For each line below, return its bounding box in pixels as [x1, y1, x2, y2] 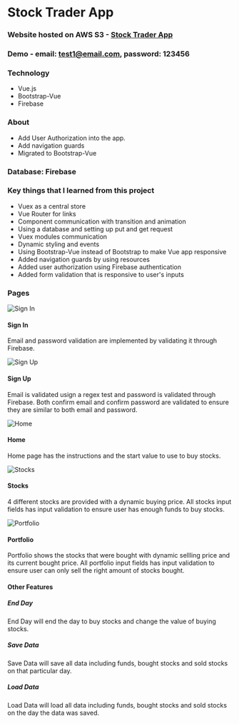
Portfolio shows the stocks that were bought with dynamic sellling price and [7, 551, 230, 560]
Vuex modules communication [17, 232, 108, 241]
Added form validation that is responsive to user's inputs [17, 270, 184, 278]
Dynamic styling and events [17, 240, 100, 248]
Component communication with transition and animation [17, 217, 187, 226]
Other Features [7, 583, 54, 591]
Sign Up [7, 374, 31, 383]
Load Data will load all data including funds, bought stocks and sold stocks [7, 700, 227, 709]
